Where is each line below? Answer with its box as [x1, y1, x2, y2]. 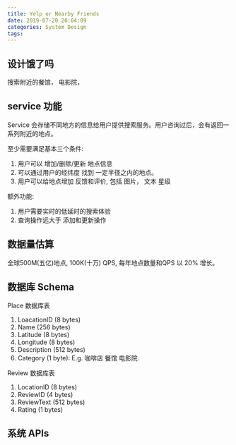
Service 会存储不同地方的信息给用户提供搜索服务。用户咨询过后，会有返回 [7, 121, 223, 129]
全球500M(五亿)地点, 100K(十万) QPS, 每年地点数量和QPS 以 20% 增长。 [7, 258, 219, 267]
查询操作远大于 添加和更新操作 [17, 216, 107, 224]
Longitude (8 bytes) [17, 338, 76, 346]
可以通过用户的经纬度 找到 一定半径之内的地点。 [17, 168, 158, 176]
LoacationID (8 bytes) [17, 315, 81, 324]
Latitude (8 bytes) [17, 330, 70, 339]
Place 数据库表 [7, 301, 51, 310]
